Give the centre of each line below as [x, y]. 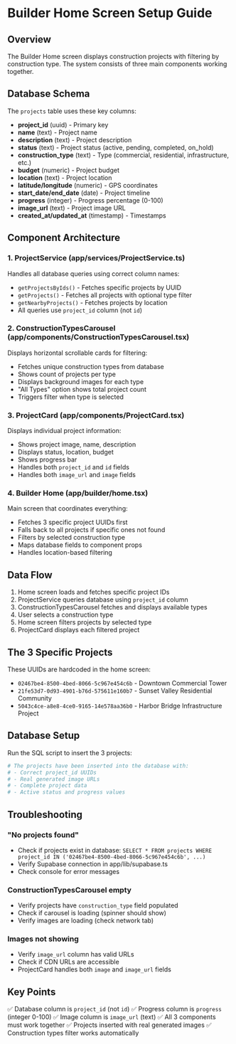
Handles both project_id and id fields [74, 467]
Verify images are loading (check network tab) [86, 921]
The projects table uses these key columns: [72, 111]
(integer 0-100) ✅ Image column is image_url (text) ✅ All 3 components [112, 1017]
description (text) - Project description [75, 139]
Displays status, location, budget [65, 452]
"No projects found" [43, 835]
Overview [29, 39]
